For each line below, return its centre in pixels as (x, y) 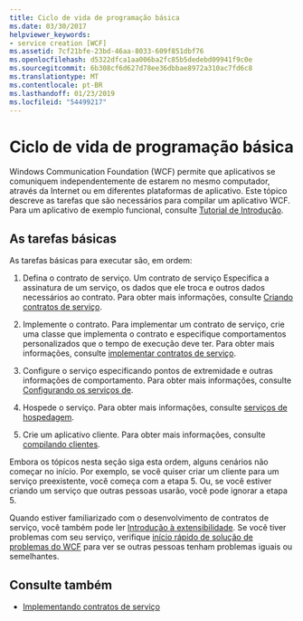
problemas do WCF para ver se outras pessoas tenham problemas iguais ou (151, 547)
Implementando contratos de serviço (91, 607)
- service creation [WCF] (58, 43)
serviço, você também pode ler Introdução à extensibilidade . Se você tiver (148, 528)
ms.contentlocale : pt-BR (56, 85)
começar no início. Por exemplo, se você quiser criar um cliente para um (144, 472)
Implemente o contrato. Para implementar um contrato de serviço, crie (153, 325)
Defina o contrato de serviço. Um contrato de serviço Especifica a (146, 278)
